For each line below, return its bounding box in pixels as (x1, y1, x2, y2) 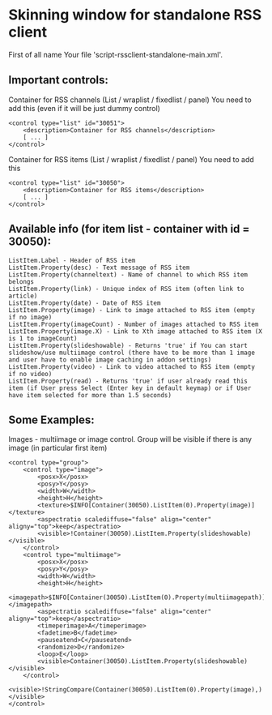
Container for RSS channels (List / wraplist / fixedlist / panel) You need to (8, 95, 253, 105)
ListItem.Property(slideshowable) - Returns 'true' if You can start (8, 341, 249, 349)
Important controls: (8, 73, 109, 87)
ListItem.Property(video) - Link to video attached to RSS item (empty (8, 362, 255, 370)
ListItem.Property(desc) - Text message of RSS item (8, 263, 190, 272)
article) (8, 292, 38, 300)
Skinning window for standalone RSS (8, 6, 262, 24)
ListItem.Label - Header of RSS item (8, 256, 136, 264)
